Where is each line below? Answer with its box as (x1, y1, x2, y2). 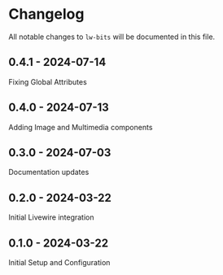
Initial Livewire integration (8, 212, 94, 222)
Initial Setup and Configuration (8, 258, 111, 267)
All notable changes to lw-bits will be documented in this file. (8, 32, 216, 41)
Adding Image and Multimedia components (8, 122, 153, 132)
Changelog (8, 5, 85, 24)
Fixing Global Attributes (8, 76, 87, 86)
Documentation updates (8, 168, 90, 177)
